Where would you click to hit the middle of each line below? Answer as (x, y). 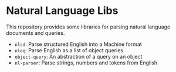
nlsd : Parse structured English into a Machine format (78, 44)
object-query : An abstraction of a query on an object (78, 56)
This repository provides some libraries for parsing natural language (88, 27)
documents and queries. (35, 33)
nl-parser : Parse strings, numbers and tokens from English (86, 63)
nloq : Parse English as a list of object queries (69, 50)
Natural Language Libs (62, 11)
